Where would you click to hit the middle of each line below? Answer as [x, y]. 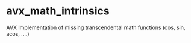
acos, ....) [18, 33]
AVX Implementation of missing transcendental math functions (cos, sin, [96, 27]
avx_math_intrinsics [58, 11]
